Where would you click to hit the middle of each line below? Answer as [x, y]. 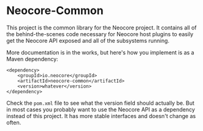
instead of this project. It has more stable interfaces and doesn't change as [101, 116]
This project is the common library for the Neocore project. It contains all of [101, 28]
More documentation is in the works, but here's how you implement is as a [100, 52]
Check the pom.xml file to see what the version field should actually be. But [101, 103]
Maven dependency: [32, 59]
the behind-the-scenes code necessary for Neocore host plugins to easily [100, 34]
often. [14, 122]
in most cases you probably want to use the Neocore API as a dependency [101, 109]
